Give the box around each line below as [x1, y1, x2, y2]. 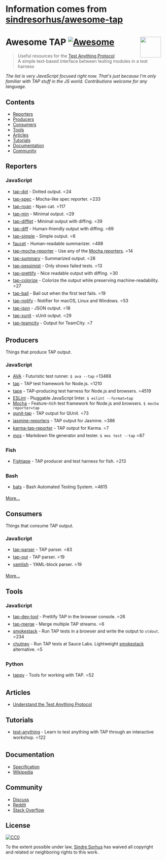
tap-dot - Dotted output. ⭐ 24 [12, 188, 72, 194]
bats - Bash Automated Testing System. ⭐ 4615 [12, 484, 108, 490]
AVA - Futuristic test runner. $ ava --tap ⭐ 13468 [12, 373, 111, 379]
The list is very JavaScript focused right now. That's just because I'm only [5, 73, 157, 79]
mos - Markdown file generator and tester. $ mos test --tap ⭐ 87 [12, 432, 145, 438]
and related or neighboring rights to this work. [5, 849, 99, 855]
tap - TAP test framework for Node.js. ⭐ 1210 [12, 380, 102, 386]
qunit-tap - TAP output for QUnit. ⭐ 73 [12, 410, 89, 416]
